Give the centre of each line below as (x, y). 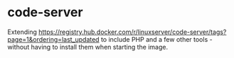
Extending (22, 32)
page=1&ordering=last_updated (53, 39)
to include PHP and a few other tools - (156, 39)
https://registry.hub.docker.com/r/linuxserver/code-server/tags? (132, 32)
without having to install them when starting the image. (88, 47)
